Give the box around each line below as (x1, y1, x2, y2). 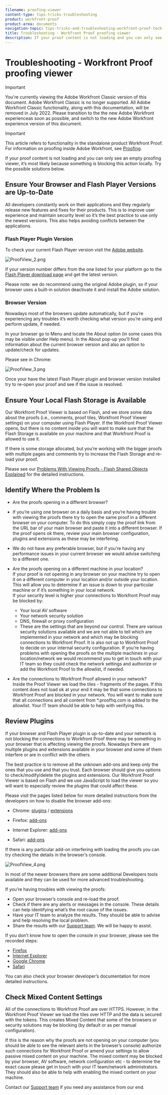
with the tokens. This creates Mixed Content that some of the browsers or (5, 1017, 157, 1023)
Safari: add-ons (12, 837, 45, 843)
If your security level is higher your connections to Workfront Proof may (12, 592, 160, 598)
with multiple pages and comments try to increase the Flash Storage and (5, 451, 155, 457)
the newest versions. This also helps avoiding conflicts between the (5, 217, 145, 223)
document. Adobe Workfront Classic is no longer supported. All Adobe (5, 99, 151, 105)
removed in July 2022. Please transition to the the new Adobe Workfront (5, 110, 154, 116)
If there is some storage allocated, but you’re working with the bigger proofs (5, 446, 162, 452)
